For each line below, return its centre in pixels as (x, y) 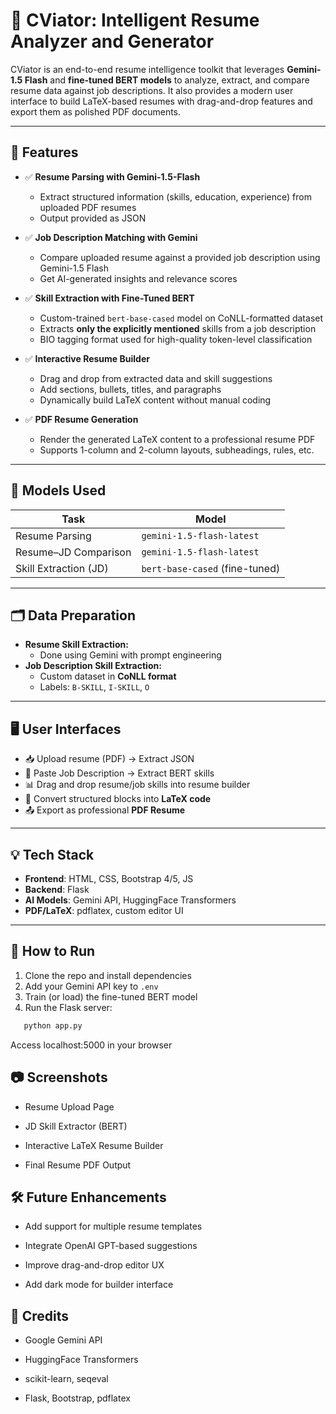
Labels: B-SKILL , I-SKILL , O (94, 687)
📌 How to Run (53, 951)
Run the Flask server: (68, 1007)
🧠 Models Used (58, 490)
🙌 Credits (40, 1315)
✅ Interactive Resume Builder (87, 358)
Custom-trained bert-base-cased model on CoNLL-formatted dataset (181, 318)
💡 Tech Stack (52, 854)
